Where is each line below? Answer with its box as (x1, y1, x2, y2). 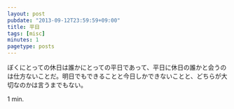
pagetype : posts (7, 43, 55, 50)
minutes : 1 (7, 37, 39, 44)
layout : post (7, 10, 46, 18)
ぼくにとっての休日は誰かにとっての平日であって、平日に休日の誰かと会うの (7, 63, 227, 71)
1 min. (7, 95, 25, 103)
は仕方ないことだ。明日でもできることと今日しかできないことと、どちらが (7, 72, 222, 80)
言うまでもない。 (37, 81, 88, 89)
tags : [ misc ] (7, 30, 46, 37)
